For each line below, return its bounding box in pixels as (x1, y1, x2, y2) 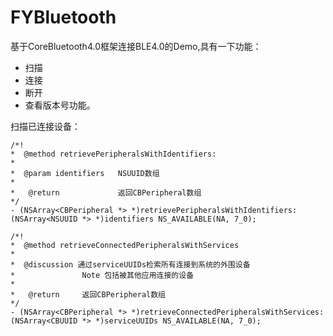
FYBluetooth (10, 6, 117, 29)
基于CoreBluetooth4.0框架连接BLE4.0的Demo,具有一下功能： (10, 40, 262, 52)
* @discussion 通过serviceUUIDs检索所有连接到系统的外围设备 (10, 259, 251, 270)
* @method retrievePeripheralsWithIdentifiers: (10, 149, 217, 159)
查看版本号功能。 (24, 99, 96, 111)
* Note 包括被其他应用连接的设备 (10, 270, 195, 280)
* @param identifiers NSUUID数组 (10, 168, 160, 178)
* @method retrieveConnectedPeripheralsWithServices (10, 240, 240, 250)
